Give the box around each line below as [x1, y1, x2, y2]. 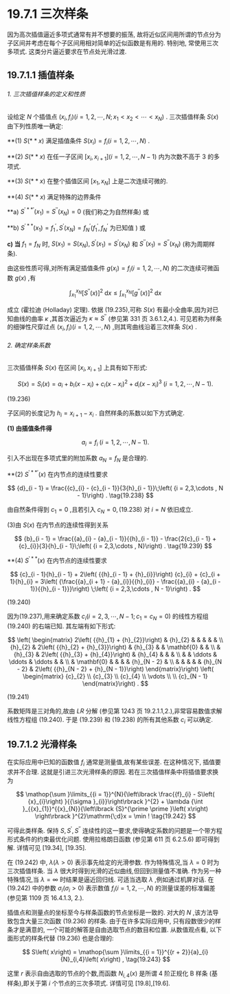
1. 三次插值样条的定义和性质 [7, 90, 86, 98]
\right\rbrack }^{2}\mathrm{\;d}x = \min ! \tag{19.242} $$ [34, 812, 196, 820]
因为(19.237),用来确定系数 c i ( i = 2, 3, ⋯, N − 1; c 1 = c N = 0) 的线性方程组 [7, 612, 209, 622]
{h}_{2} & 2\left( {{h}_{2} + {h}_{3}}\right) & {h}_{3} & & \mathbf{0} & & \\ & [10, 643, 221, 651]
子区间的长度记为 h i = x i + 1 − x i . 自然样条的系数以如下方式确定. [7, 409, 185, 418]
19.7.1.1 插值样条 [7, 69, 74, 81]
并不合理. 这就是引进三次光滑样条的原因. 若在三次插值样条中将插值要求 [12, 768, 213, 776]
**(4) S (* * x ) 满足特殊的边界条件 [7, 193, 102, 201]
